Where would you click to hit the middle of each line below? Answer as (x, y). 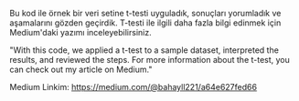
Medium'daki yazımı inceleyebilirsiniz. (81, 32)
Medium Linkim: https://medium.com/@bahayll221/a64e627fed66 (133, 87)
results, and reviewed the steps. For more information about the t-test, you (150, 60)
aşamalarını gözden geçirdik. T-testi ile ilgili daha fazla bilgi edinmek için (145, 23)
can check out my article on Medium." (81, 69)
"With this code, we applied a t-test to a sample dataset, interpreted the (144, 50)
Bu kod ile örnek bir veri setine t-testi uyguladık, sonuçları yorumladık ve (145, 13)
